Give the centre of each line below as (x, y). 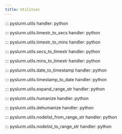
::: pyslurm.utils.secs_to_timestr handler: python (53, 51)
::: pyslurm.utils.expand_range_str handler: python (55, 89)
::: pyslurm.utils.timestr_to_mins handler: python (53, 42)
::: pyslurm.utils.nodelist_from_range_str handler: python (61, 117)
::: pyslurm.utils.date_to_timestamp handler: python (56, 70)
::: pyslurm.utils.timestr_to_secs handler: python (53, 32)
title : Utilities (23, 9)
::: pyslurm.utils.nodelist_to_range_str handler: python (58, 126)
